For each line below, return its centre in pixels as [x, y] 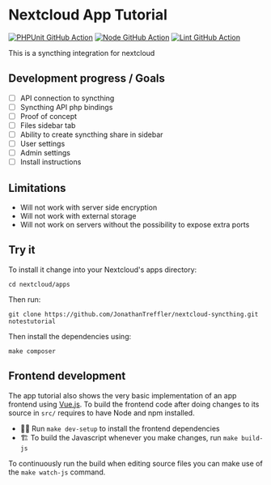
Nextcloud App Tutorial [88, 15]
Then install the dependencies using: [70, 336]
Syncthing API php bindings [66, 107]
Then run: [25, 299]
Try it [22, 250]
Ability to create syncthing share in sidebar [91, 134]
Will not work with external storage [78, 216]
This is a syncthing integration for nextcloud [82, 53]
